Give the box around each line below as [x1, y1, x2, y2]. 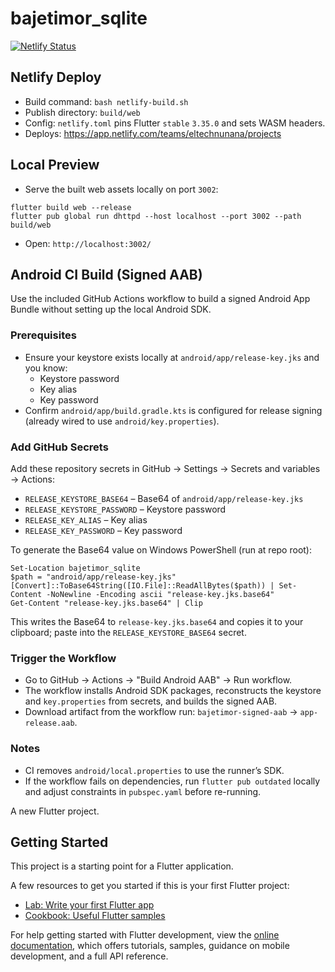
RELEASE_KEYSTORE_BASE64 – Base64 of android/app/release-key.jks [24, 492, 304, 504]
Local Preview [10, 157, 100, 174]
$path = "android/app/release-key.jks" [10, 572, 177, 582]
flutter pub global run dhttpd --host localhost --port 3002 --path [10, 211, 302, 221]
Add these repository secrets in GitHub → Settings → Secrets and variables [10, 462, 321, 474]
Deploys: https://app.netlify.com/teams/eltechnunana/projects [24, 127, 282, 139]
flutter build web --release [10, 202, 132, 212]
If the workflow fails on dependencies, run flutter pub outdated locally [24, 775, 321, 787]
